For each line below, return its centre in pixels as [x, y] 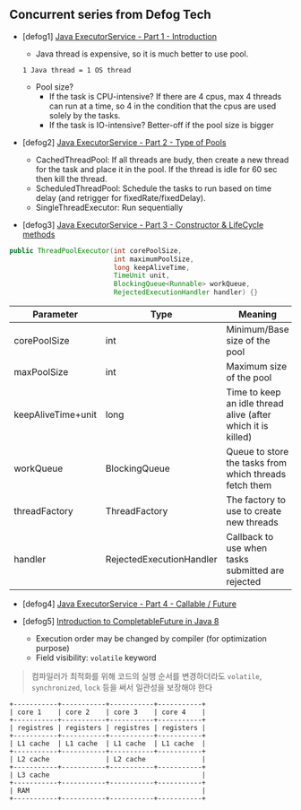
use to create [254, 511]
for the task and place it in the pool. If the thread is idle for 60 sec [156, 169]
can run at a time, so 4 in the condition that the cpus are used [163, 106]
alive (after [249, 414]
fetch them [249, 485]
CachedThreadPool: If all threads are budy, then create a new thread [162, 160]
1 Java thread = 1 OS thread [77, 70]
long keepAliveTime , [152, 267]
